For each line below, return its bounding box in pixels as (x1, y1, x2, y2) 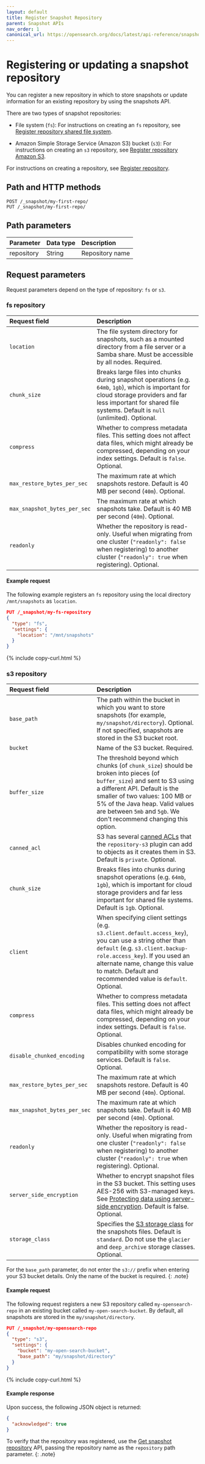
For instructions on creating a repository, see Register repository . (6, 164, 170, 172)
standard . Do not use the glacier (96, 1235, 191, 1244)
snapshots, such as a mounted (96, 334, 184, 343)
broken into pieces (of (96, 769, 160, 778)
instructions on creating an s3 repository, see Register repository (15, 146, 178, 153)
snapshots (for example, (96, 711, 167, 719)
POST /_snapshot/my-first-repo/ (6, 198, 88, 205)
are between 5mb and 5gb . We (96, 807, 180, 816)
